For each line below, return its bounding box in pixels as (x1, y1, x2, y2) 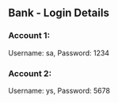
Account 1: (8, 30, 50, 41)
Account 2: (8, 67, 52, 78)
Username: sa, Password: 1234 (8, 48, 109, 58)
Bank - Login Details (8, 6, 109, 20)
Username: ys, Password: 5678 (8, 86, 111, 95)
